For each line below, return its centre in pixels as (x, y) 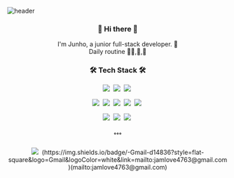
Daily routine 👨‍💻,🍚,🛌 (118, 52)
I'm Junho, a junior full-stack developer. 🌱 (118, 44)
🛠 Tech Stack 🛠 (118, 70)
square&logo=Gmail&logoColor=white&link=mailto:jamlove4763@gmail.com (118, 159)
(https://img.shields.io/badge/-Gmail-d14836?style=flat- (123, 152)
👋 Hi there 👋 (118, 29)
